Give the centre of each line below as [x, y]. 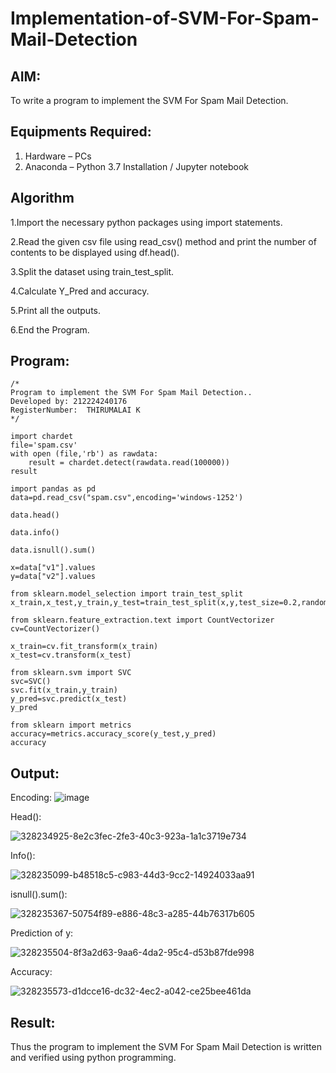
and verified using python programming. [93, 1058]
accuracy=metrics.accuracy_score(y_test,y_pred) [113, 734]
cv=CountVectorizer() [55, 629]
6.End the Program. [50, 329]
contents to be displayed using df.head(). [95, 252]
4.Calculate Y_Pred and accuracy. [80, 291]
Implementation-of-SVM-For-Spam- [165, 18]
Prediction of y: [42, 933]
